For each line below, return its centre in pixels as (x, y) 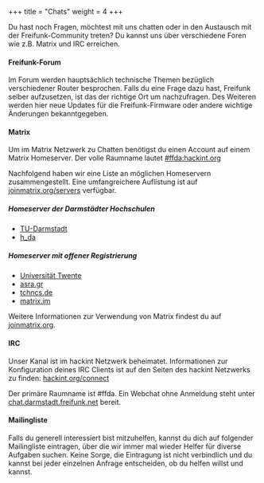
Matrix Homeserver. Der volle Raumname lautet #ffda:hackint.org (115, 158)
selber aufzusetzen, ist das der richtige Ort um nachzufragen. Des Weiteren (132, 97)
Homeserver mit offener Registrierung (73, 255)
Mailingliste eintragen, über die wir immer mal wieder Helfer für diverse (125, 446)
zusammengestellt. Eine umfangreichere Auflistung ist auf (103, 182)
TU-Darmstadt (43, 229)
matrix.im (35, 301)
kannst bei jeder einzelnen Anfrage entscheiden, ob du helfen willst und (126, 463)
